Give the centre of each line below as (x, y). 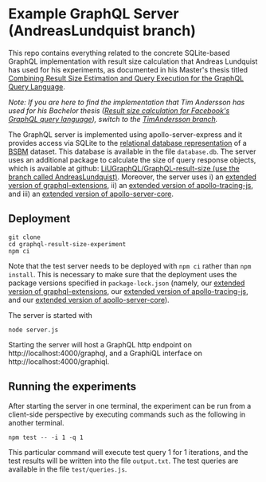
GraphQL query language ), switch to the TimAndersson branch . (113, 119)
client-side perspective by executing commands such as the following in (127, 414)
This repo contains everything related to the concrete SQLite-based (119, 53)
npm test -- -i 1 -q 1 (46, 437)
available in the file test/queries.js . (68, 469)
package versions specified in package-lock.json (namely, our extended (127, 283)
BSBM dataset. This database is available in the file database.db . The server (132, 151)
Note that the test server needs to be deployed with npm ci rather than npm (130, 266)
